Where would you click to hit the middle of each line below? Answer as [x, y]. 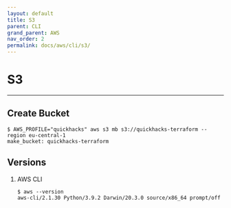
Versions [27, 163]
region [16, 135]
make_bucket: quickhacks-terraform [58, 141]
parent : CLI [24, 26]
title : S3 [21, 20]
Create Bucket [38, 113]
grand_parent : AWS [33, 33]
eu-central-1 [47, 135]
